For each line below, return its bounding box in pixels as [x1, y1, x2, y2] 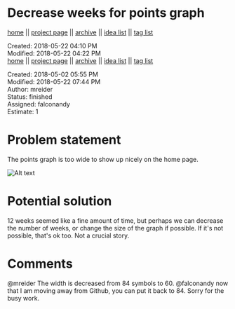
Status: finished [7, 92, 53, 101]
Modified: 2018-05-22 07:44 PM [7, 77, 101, 85]
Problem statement [7, 132, 121, 148]
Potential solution [7, 193, 112, 210]
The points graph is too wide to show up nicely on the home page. [7, 155, 199, 163]
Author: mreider [7, 85, 53, 93]
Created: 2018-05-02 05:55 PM [7, 70, 98, 78]
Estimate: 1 [7, 107, 39, 116]
